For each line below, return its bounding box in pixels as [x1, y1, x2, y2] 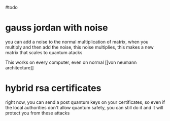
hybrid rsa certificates [5, 83, 101, 94]
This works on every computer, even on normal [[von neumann [5, 59, 137, 65]
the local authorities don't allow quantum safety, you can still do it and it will [5, 104, 163, 110]
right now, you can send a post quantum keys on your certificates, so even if [5, 99, 165, 105]
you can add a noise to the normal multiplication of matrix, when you [5, 38, 149, 45]
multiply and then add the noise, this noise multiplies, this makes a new [5, 44, 154, 50]
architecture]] [5, 64, 34, 70]
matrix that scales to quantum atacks [5, 49, 83, 55]
